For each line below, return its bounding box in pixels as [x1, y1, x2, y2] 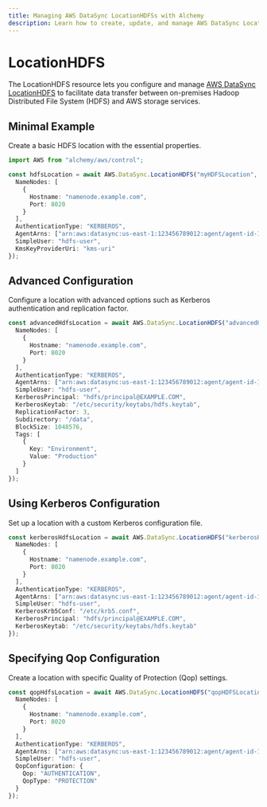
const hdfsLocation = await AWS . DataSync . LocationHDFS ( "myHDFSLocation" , [8, 170, 258, 179]
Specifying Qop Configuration [8, 652, 161, 665]
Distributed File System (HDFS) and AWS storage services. [8, 96, 201, 106]
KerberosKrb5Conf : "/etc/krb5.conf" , [15, 607, 141, 616]
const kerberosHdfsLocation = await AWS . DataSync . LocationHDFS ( [8, 533, 226, 542]
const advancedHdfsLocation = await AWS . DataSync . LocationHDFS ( [8, 319, 226, 327]
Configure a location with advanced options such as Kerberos [8, 296, 211, 305]
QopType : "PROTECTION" [22, 778, 98, 785]
